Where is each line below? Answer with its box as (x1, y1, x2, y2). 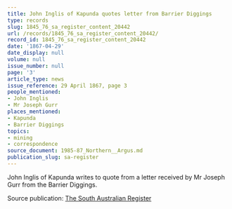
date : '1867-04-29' (7, 43, 65, 50)
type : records (7, 17, 49, 24)
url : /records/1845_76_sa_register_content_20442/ (7, 29, 159, 37)
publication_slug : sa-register (7, 154, 99, 161)
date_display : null (7, 50, 65, 57)
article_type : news (7, 75, 65, 83)
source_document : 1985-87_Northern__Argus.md (7, 147, 143, 154)
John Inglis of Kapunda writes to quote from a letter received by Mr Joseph (7, 173, 225, 181)
